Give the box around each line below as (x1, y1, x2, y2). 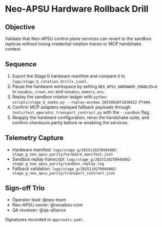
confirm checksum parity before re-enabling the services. (12, 119, 129, 125)
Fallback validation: (12, 166, 51, 171)
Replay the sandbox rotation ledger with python (12, 94, 107, 99)
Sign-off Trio (5, 184, 45, 192)
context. (5, 46, 22, 52)
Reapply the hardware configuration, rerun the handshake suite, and (12, 114, 150, 120)
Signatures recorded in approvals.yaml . (5, 217, 84, 223)
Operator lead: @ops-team (12, 197, 66, 203)
